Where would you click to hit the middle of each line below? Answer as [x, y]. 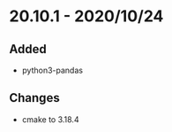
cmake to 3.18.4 [50, 119]
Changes [34, 98]
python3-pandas [52, 70]
